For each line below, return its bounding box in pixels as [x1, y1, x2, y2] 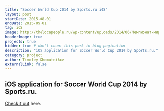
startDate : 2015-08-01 [5, 16, 51, 21]
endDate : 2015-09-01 [5, 21, 47, 26]
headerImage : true [5, 35, 42, 40]
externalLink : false [5, 62, 47, 67]
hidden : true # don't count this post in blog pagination [5, 44, 125, 48]
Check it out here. [5, 100, 41, 106]
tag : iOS [5, 25, 23, 30]
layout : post [5, 12, 32, 17]
